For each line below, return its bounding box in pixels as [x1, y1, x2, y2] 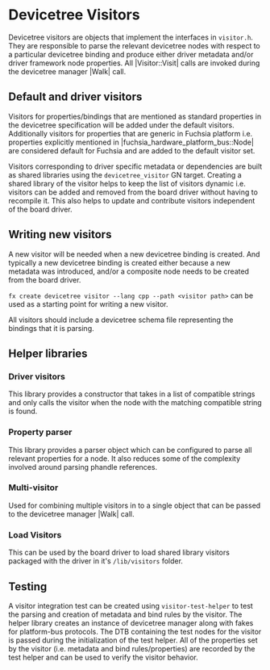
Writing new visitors [8, 228, 112, 241]
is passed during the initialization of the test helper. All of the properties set [8, 635, 258, 645]
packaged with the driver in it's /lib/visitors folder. [8, 556, 184, 566]
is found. [8, 406, 38, 417]
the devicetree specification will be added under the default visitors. [8, 119, 235, 130]
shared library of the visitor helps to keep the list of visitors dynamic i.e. [8, 178, 246, 188]
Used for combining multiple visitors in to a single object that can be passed [8, 500, 261, 510]
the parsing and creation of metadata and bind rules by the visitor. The [8, 609, 243, 619]
